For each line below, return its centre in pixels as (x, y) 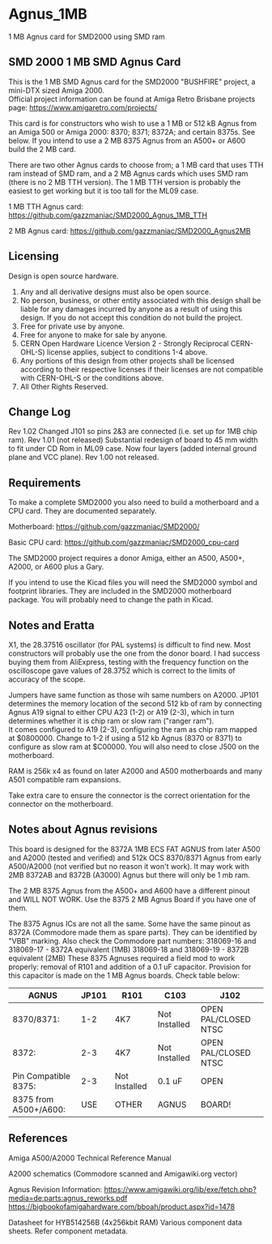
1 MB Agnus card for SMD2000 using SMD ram (87, 37)
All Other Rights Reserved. (64, 386)
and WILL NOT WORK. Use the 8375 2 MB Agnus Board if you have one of (132, 899)
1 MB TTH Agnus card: (46, 206)
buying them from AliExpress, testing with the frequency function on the (129, 662)
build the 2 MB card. (42, 149)
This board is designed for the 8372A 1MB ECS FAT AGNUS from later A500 (134, 849)
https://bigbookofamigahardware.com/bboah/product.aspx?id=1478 (122, 1207)
